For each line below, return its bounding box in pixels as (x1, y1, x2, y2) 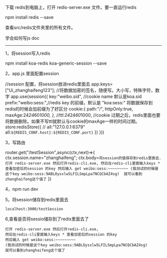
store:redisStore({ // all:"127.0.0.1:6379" (5, 124, 85, 130)
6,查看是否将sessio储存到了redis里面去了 (5, 216, 89, 222)
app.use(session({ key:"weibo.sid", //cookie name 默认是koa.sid (10, 93, 142, 99)
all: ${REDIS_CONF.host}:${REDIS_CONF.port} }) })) (5, 129, 104, 135)
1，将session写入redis (5, 50, 51, 56)
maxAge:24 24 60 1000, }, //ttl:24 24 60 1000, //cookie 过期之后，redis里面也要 (5, 112, 161, 118)
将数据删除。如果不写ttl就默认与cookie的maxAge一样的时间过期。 (5, 118, 140, 124)
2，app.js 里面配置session (5, 71, 59, 76)
